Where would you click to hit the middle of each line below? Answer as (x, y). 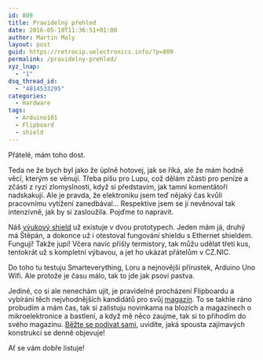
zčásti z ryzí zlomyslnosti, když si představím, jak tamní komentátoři (118, 186)
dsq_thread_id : (33, 81)
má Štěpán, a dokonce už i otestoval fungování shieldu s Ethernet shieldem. (131, 235)
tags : (17, 111)
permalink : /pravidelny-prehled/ (63, 60)
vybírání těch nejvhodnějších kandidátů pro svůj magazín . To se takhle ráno (130, 299)
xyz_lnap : (24, 67)
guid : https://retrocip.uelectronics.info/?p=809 (91, 52)
